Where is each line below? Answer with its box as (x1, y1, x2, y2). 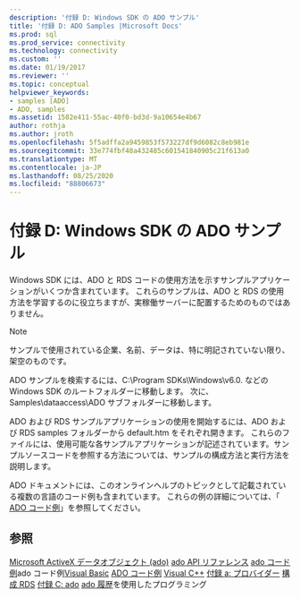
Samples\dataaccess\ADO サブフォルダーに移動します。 (9, 397, 217, 408)
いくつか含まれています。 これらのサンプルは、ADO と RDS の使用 (39, 286, 285, 296)
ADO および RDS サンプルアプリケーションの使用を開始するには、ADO (9, 416, 270, 427)
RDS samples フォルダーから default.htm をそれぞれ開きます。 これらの (19, 427, 283, 439)
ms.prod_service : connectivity (9, 38, 126, 47)
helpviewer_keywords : (9, 88, 90, 97)
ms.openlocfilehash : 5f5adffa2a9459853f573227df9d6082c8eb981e (9, 138, 250, 147)
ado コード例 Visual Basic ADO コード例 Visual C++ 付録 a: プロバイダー (17, 568, 280, 578)
